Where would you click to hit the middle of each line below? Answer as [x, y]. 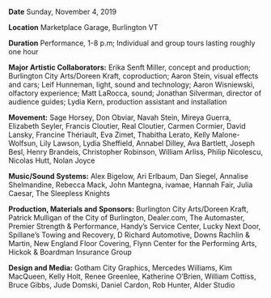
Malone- [226, 134]
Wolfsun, [23, 143]
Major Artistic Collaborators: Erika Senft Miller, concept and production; [129, 67]
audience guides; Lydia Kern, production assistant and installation [118, 102]
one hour [23, 51]
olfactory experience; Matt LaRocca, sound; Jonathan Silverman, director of [135, 93]
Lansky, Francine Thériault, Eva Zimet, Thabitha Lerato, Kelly [109, 134]
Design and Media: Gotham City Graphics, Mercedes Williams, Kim [121, 268]
